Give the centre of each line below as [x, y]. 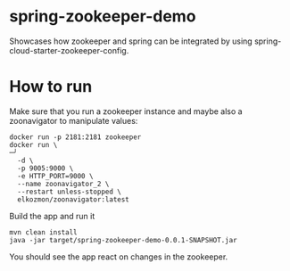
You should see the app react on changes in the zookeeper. [119, 257]
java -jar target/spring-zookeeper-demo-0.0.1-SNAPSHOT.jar [124, 240]
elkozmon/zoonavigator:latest [73, 199]
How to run [51, 87]
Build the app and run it [52, 216]
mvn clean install [43, 232]
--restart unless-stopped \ [70, 192]
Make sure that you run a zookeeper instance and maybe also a [126, 111]
